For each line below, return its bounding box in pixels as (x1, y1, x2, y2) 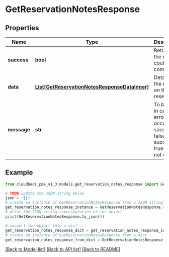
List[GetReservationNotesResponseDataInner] (35, 83, 149, 90)
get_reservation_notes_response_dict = (5, 228, 89, 233)
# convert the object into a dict (5, 223, 78, 228)
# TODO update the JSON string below (5, 191, 84, 196)
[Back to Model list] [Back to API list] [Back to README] (5, 246, 121, 252)
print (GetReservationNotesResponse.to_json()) (5, 214, 105, 219)
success (8, 56, 29, 63)
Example (5, 168, 33, 177)
